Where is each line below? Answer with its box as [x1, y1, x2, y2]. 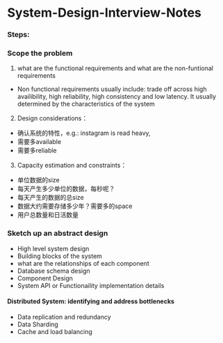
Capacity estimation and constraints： [17, 161, 127, 170]
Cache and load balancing [17, 327, 92, 335]
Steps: [7, 30, 30, 40]
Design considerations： [17, 114, 88, 122]
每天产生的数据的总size [17, 193, 85, 202]
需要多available [17, 138, 61, 146]
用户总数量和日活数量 [17, 211, 79, 219]
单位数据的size [17, 176, 60, 184]
